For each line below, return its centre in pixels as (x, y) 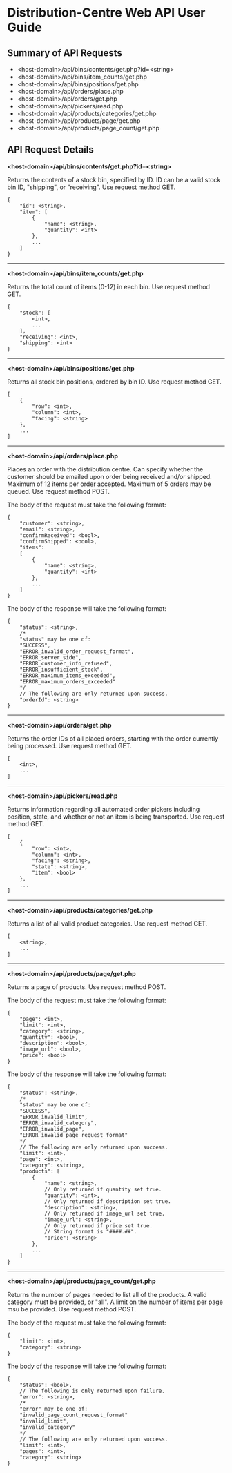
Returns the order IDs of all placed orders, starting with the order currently (113, 738)
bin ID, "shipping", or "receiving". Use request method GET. (91, 187)
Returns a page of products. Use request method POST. (87, 987)
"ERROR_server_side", (50, 657)
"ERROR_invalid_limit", (54, 1117)
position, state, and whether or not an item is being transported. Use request (116, 817)
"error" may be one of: (54, 1409)
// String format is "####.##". (90, 1231)
